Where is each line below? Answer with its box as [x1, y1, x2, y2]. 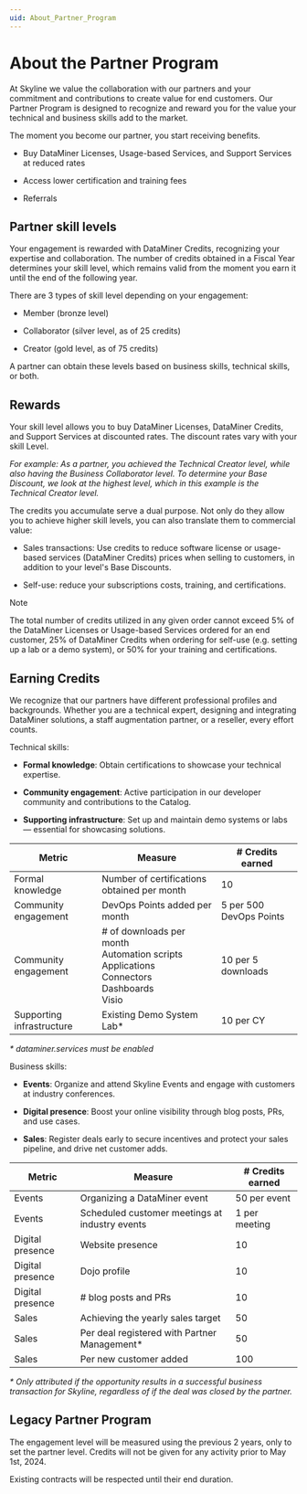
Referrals [22, 193, 58, 204]
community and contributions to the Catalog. [22, 797, 192, 807]
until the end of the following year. [9, 272, 139, 283]
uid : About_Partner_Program [9, 13, 117, 23]
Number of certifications [101, 873, 207, 885]
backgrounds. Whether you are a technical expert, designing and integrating [9, 705, 297, 715]
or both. [9, 371, 39, 382]
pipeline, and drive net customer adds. [22, 1143, 168, 1154]
